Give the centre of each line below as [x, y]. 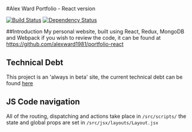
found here [20, 83]
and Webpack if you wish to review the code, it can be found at [84, 38]
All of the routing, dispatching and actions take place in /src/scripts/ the [96, 116]
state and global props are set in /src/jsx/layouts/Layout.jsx [82, 122]
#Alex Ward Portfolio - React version [51, 9]
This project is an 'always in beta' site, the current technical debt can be [95, 77]
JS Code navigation [43, 102]
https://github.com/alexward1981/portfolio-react [65, 44]
